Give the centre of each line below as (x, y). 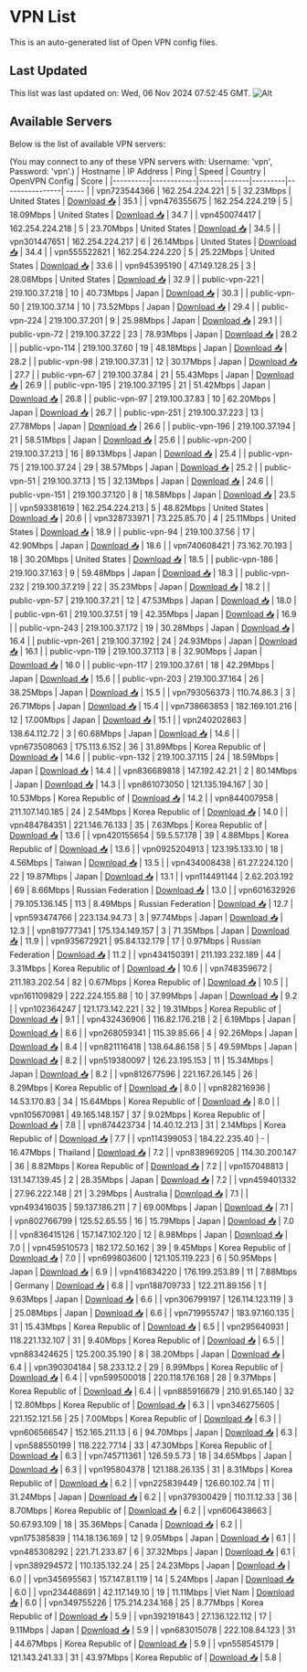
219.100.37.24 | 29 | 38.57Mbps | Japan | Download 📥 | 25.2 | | (144, 467)
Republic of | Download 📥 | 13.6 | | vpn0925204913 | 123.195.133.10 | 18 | (146, 848)
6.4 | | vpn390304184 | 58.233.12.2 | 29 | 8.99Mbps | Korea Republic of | (146, 1367)
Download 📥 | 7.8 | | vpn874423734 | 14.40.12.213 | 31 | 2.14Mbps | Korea (148, 1124)
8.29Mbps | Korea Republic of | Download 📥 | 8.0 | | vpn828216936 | (140, 1087)
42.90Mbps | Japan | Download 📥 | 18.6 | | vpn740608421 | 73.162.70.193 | (151, 545)
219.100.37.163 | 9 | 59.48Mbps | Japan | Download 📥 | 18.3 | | (127, 572)
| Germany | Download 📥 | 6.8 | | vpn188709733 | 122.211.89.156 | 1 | (138, 1285)
